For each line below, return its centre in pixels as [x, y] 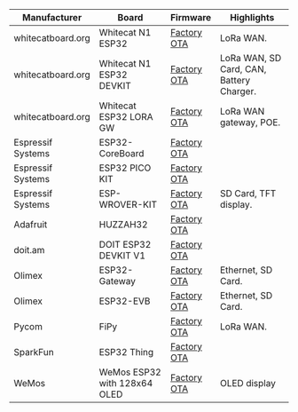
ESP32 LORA [126, 117]
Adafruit [31, 224]
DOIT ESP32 [125, 245]
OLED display [248, 383]
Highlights [252, 17]
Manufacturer [52, 17]
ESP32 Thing [126, 352]
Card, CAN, [243, 69]
